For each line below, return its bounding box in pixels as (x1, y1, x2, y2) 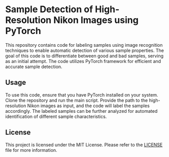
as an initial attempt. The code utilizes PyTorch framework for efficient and (5, 58, 161, 64)
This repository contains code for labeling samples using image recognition (5, 42, 163, 48)
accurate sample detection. (5, 64, 62, 70)
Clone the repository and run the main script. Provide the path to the (5, 97, 148, 103)
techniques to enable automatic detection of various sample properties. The (5, 47, 164, 53)
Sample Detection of (5, 4, 93, 15)
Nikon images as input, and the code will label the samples (27, 103, 150, 109)
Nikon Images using (53, 14, 139, 26)
